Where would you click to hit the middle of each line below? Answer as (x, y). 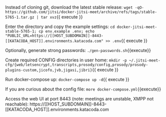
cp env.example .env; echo (67, 31)
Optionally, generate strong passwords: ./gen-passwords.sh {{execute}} (78, 50)
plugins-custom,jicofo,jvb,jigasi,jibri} (49, 70)
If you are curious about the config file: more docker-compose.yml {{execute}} (83, 89)
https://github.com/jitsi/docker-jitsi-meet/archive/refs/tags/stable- (81, 12)
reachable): (17, 104)
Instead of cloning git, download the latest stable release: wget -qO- (75, 7)
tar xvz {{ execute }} (62, 17)
